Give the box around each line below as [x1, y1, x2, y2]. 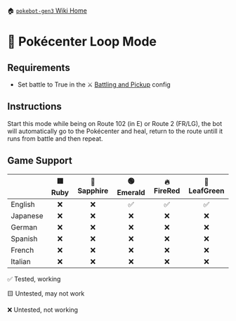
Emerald [117, 187, 145, 197]
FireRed [153, 186, 181, 196]
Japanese [11, 210, 44, 220]
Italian [11, 256, 32, 266]
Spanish [11, 234, 38, 244]
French [11, 245, 34, 255]
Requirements [7, 61, 70, 73]
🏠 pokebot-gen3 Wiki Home [7, 6, 88, 15]
